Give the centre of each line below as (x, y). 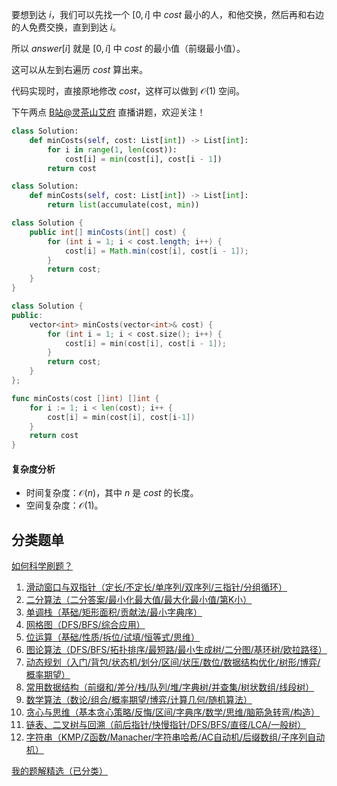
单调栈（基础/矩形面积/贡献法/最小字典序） (114, 612)
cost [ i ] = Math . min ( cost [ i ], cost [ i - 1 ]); (156, 251)
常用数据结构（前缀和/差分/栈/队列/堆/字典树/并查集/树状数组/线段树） (170, 687)
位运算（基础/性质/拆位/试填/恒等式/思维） (113, 637)
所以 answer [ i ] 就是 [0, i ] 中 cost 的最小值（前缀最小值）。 (128, 48)
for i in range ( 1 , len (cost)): (112, 149)
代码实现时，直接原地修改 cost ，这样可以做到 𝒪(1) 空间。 (128, 91)
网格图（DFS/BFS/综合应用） (85, 625)
